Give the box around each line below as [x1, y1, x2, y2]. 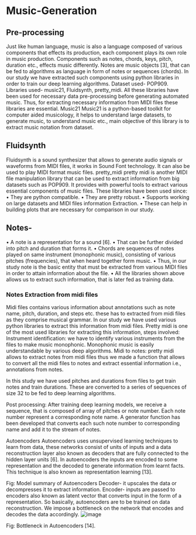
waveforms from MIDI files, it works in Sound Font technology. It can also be [6, 162, 190, 169]
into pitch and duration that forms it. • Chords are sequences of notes [6, 245, 174, 252]
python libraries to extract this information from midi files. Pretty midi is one [6, 322, 188, 329]
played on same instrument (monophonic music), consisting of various [6, 251, 176, 258]
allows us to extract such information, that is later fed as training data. [6, 276, 174, 283]
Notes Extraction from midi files [6, 290, 98, 299]
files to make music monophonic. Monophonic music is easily [6, 341, 154, 348]
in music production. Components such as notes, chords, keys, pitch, [6, 56, 173, 62]
